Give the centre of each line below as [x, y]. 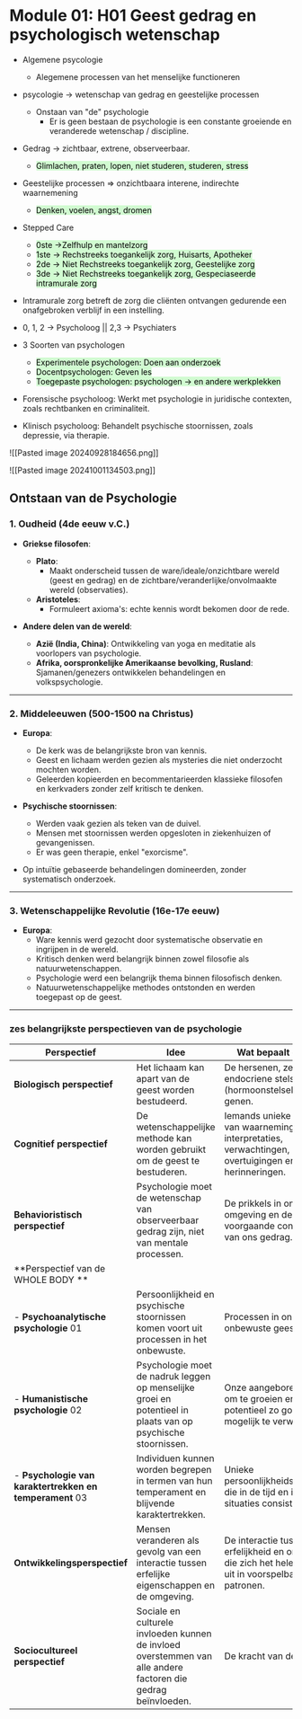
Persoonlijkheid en [175, 1294]
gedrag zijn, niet [170, 1231]
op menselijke [165, 1387]
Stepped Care [48, 227]
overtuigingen [253, 1160]
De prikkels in [253, 1203]
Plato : [47, 561]
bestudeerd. [162, 1101]
